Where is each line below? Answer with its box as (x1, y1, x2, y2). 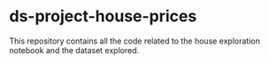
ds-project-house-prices (9, 6, 197, 27)
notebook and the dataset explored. (9, 44, 140, 55)
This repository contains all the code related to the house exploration (9, 35, 261, 46)
